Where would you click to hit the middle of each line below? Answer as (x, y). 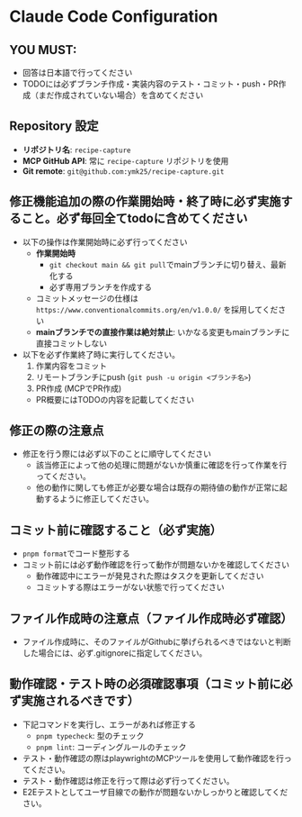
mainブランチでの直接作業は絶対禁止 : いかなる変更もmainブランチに (163, 331)
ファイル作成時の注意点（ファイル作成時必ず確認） (151, 618)
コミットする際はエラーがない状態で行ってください (130, 587)
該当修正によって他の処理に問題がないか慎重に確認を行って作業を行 (161, 465)
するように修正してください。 (99, 499)
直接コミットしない (71, 343)
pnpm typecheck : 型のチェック (90, 735)
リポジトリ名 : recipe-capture (77, 150)
